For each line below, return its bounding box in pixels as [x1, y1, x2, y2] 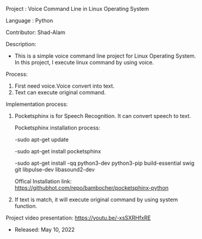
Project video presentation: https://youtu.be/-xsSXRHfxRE [5, 214, 151, 221]
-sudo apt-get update [14, 136, 69, 143]
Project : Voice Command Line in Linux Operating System [5, 5, 150, 12]
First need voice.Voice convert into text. [14, 82, 115, 89]
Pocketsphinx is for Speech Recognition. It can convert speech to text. [14, 113, 191, 119]
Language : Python [5, 17, 53, 24]
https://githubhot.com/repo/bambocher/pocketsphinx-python [14, 184, 169, 191]
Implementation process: [5, 100, 68, 108]
